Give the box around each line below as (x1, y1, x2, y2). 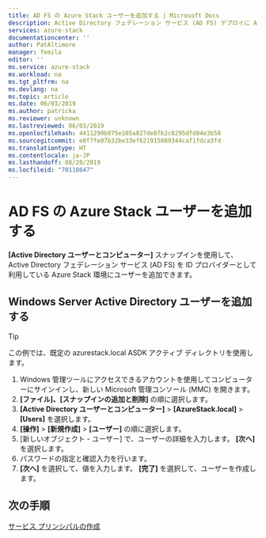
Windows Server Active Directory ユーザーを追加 (8, 295, 253, 309)
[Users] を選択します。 (19, 414, 95, 423)
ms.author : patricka (8, 108, 77, 116)
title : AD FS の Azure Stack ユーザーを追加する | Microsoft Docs (8, 11, 220, 20)
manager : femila (8, 48, 62, 56)
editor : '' (8, 56, 44, 64)
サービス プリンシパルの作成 (8, 521, 101, 531)
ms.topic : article (8, 93, 69, 100)
